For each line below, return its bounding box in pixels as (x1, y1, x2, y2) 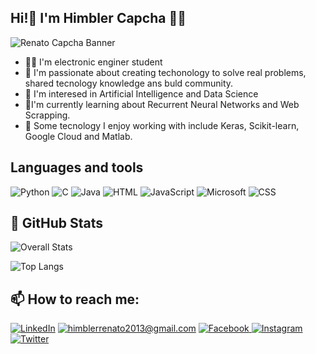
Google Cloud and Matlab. (24, 130, 133, 142)
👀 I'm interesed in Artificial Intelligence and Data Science (24, 87, 259, 100)
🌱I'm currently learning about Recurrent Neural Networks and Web (24, 98, 300, 110)
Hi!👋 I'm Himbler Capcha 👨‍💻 (10, 10, 187, 27)
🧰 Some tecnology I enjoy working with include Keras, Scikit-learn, (24, 119, 300, 131)
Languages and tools (10, 159, 144, 176)
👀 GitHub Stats (10, 215, 103, 232)
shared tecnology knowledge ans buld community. (24, 77, 234, 89)
